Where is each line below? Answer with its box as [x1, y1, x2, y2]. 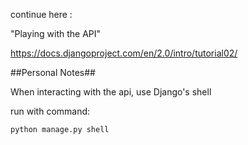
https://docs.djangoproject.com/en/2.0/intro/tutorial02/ [10, 47, 238, 59]
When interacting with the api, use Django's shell [10, 86, 212, 98]
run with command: [10, 105, 91, 117]
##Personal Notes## [10, 67, 96, 78]
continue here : [10, 9, 73, 20]
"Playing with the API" [10, 28, 102, 39]
